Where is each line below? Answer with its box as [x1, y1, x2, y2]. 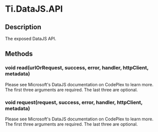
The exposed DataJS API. [5, 36, 56, 41]
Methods [5, 50, 33, 58]
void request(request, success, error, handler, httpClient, [5, 99, 143, 106]
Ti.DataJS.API [5, 3, 63, 15]
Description [5, 23, 41, 31]
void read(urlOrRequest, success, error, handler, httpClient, [5, 64, 149, 71]
